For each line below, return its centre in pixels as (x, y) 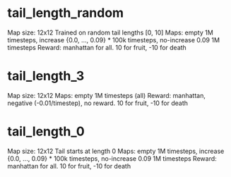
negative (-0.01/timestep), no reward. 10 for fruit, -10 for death (98, 103)
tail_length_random (66, 13)
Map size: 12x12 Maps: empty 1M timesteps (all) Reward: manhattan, (107, 95)
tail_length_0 (46, 132)
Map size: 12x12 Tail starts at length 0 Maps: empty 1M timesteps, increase (116, 151)
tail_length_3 (46, 76)
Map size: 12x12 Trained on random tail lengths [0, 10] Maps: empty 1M (110, 32)
